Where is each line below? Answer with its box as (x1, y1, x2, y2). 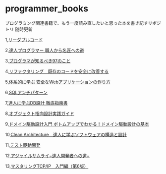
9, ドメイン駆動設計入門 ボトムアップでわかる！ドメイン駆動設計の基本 (5, 121, 150, 127)
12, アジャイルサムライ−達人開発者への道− (5, 152, 90, 159)
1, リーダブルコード (5, 37, 43, 43)
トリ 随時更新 (5, 26, 33, 32)
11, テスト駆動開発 (5, 142, 41, 148)
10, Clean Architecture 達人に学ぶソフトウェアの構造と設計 (5, 131, 127, 137)
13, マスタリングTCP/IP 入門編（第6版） (5, 163, 89, 169)
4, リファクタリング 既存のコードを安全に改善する (5, 68, 109, 74)
